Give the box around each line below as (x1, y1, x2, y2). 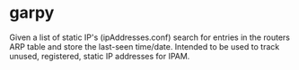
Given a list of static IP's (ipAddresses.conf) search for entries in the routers (9, 32, 290, 43)
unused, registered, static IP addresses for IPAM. (9, 51, 190, 61)
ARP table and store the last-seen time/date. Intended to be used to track (9, 41, 280, 51)
